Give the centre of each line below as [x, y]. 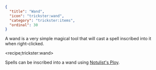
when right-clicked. [25, 44]
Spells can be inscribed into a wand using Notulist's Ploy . [62, 62]
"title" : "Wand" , [27, 11]
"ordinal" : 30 [24, 25]
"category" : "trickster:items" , [42, 20]
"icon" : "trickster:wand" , [37, 16]
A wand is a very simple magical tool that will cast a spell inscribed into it [78, 39]
